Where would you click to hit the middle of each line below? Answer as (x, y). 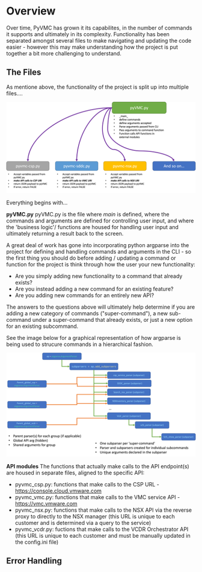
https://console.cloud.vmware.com (58, 491)
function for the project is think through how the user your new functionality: (101, 264)
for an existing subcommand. (42, 326)
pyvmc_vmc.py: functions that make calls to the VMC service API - (97, 497)
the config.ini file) (37, 542)
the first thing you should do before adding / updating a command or (91, 258)
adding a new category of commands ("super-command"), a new (87, 313)
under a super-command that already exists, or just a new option (112, 319)
